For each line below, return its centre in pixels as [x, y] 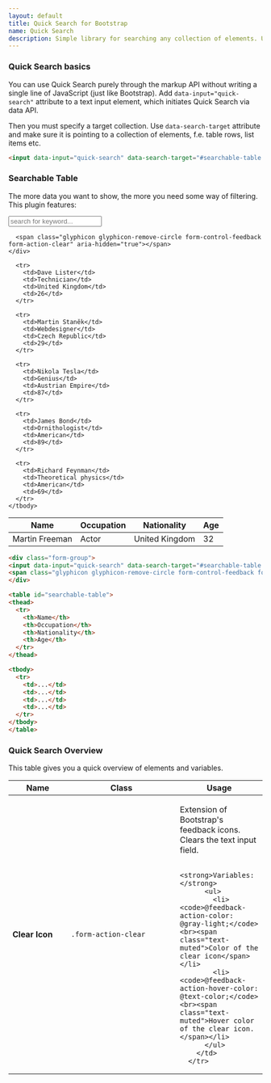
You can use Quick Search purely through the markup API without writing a [133, 84]
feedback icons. [210, 830]
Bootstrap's [202, 820]
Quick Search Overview [56, 750]
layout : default [35, 16]
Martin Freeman [42, 538]
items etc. [25, 143]
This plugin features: [42, 204]
